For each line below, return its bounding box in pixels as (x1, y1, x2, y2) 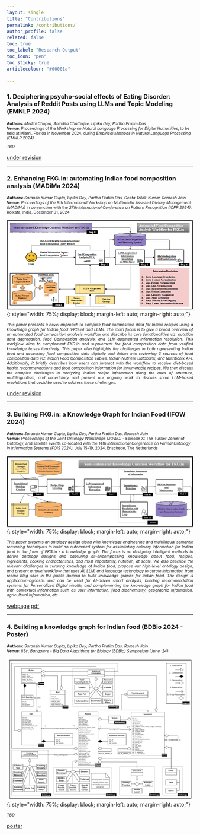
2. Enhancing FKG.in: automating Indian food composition (7, 174, 176, 183)
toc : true (7, 41, 31, 47)
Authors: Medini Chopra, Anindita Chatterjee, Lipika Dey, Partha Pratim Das (7, 120, 147, 126)
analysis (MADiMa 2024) (7, 182, 80, 190)
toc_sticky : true (7, 59, 50, 65)
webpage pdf (7, 602, 40, 609)
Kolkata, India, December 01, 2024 (7, 209, 70, 215)
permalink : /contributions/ (7, 22, 76, 28)
